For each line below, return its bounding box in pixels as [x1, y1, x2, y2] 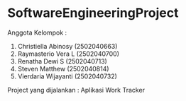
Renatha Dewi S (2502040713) [17, 57, 108, 65]
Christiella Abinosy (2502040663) [17, 42, 118, 50]
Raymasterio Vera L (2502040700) [17, 49, 119, 58]
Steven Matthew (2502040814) [17, 64, 109, 73]
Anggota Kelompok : [7, 28, 67, 37]
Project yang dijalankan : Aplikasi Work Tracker [7, 85, 146, 94]
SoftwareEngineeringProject [7, 5, 179, 21]
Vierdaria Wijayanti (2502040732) [17, 72, 117, 81]
